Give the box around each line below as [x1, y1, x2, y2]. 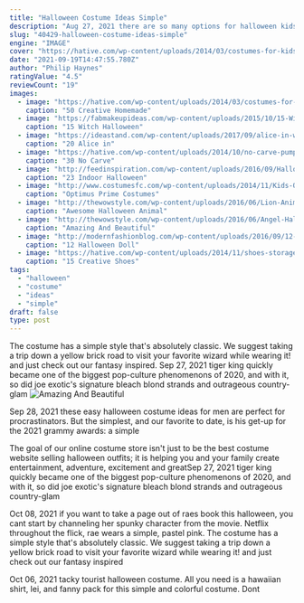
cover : [9, 47, 34, 56]
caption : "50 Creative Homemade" [25, 106, 152, 115]
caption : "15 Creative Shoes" [25, 257, 140, 267]
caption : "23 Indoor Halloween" [25, 173, 147, 182]
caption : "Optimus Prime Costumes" [25, 190, 160, 199]
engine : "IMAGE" [9, 38, 71, 48]
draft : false [9, 307, 59, 316]
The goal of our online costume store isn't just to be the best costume [9, 443, 270, 454]
